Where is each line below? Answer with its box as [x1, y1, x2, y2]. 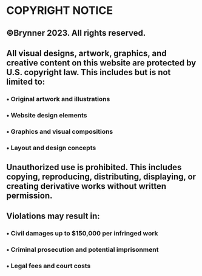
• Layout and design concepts [6, 143, 96, 152]
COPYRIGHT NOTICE [6, 4, 113, 18]
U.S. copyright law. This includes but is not [6, 67, 171, 77]
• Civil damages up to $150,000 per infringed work [6, 229, 159, 238]
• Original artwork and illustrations [6, 94, 110, 103]
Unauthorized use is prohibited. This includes [6, 162, 182, 172]
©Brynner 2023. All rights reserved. [6, 28, 146, 38]
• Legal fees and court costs [6, 261, 91, 270]
